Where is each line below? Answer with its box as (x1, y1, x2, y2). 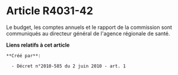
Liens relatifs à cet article (6, 41, 70, 48)
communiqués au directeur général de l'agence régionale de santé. (6, 30, 170, 37)
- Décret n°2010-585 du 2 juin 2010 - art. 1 (11, 63, 126, 69)
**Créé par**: (6, 53, 42, 58)
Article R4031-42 (6, 4, 94, 18)
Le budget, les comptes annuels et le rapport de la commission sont (6, 24, 172, 31)
